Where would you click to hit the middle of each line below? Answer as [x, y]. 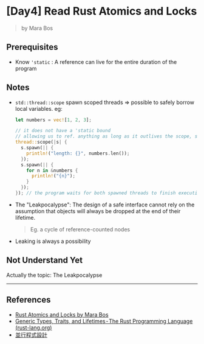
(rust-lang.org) [33, 328]
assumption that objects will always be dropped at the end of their [98, 211]
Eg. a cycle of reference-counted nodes [80, 229]
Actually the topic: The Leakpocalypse [54, 275]
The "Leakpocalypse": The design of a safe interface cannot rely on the [105, 205]
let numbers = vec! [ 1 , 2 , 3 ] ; [53, 120]
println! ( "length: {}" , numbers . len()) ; [78, 153]
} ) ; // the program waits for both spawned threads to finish [95, 193]
